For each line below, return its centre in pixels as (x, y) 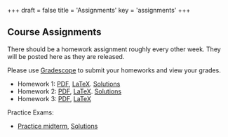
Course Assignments (54, 32)
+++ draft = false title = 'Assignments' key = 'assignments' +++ (99, 10)
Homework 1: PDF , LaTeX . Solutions (69, 84)
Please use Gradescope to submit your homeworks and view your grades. (114, 70)
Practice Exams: (31, 112)
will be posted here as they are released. (66, 56)
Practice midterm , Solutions (58, 126)
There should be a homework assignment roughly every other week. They (114, 49)
